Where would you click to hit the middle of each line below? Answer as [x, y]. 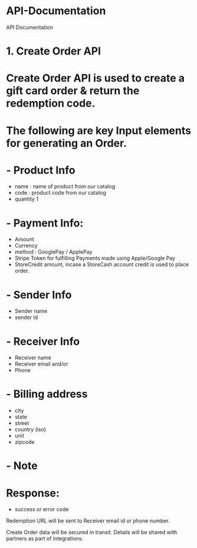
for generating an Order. [67, 143]
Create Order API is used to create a [95, 78]
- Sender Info [39, 295]
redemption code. [51, 103]
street [22, 423]
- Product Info [41, 170]
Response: [33, 493]
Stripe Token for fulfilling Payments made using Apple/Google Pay [95, 258]
